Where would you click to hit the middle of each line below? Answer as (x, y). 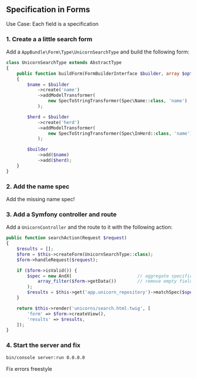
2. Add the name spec (38, 186)
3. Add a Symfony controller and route (62, 214)
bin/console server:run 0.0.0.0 (45, 357)
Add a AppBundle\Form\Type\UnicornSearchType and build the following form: (98, 52)
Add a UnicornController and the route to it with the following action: (89, 227)
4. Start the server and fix (43, 345)
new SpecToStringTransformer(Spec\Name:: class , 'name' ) (118, 101)
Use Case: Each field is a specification (52, 24)
